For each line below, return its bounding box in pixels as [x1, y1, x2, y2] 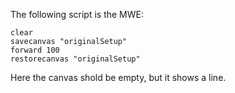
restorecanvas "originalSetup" [10, 54, 141, 64]
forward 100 [10, 45, 60, 55]
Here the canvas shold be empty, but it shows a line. [10, 72, 227, 83]
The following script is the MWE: [10, 9, 144, 20]
